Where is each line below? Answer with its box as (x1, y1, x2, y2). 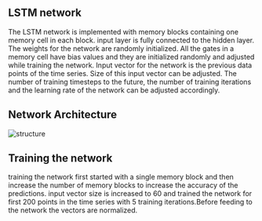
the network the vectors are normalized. (8, 205, 138, 215)
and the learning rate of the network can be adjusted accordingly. (8, 85, 220, 95)
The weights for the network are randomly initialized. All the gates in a (8, 43, 235, 53)
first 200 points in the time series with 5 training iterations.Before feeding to (8, 197, 253, 207)
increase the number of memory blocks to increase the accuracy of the (8, 180, 238, 190)
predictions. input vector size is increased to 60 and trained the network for (8, 189, 253, 198)
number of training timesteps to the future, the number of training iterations (8, 77, 252, 86)
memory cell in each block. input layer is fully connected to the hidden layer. (8, 35, 255, 45)
